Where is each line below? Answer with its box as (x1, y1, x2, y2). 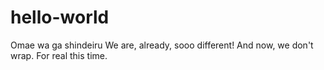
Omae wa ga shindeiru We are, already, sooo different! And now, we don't (10, 39, 314, 51)
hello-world (10, 6, 110, 29)
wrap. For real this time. (10, 49, 108, 61)
